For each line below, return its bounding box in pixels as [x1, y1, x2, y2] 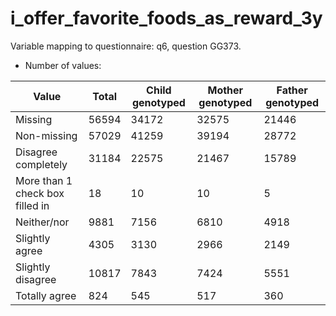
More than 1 [15, 173, 73, 187]
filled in [15, 198, 50, 212]
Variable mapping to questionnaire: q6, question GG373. [10, 40, 242, 52]
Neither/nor [15, 215, 70, 229]
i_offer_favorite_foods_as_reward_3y [10, 7, 323, 30]
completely [15, 157, 68, 171]
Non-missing [15, 128, 78, 142]
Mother [207, 83, 244, 97]
